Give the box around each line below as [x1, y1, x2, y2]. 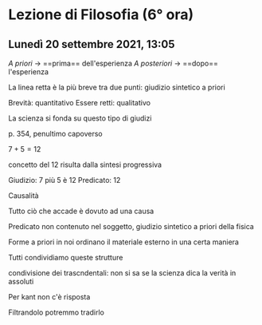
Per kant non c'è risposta [8, 292, 91, 301]
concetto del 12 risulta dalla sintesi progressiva [8, 160, 162, 169]
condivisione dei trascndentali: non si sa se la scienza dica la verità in [8, 268, 237, 277]
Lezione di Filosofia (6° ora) [8, 6, 194, 24]
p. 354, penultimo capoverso [8, 129, 103, 138]
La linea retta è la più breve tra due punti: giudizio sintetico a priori [8, 82, 225, 92]
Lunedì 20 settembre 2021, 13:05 [8, 38, 175, 51]
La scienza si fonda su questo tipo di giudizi [8, 113, 152, 123]
